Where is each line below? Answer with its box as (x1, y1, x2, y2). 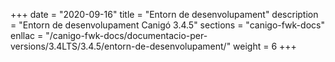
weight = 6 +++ (233, 40, 297, 52)
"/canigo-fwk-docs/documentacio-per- (45, 30, 208, 41)
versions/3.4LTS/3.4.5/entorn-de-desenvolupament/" (10, 40, 232, 52)
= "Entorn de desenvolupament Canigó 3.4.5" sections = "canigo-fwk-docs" (10, 19, 325, 31)
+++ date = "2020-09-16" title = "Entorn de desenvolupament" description (10, 9, 319, 20)
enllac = (10, 30, 44, 41)
